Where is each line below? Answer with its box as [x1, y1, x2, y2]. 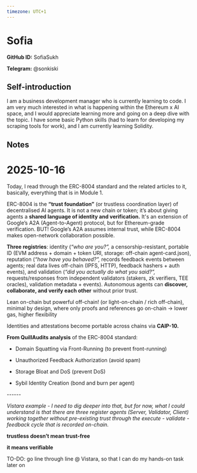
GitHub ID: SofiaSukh [6, 54, 59, 61]
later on [6, 461, 25, 468]
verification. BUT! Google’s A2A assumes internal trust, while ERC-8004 [6, 225, 181, 233]
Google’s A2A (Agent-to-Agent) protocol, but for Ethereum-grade [6, 219, 165, 226]
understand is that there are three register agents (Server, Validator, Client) [6, 408, 189, 415]
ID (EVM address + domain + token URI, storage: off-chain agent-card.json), [6, 249, 192, 256]
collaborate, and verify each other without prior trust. [6, 287, 138, 294]
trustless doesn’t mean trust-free [6, 432, 91, 439]
